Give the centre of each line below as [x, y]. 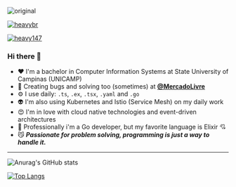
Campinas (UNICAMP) [50, 79]
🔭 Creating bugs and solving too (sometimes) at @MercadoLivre [111, 86]
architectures [37, 120]
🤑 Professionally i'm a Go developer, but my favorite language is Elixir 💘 [122, 127]
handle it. [32, 142]
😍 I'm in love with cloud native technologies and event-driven [107, 112]
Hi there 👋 [25, 56]
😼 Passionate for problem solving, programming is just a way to [113, 135]
